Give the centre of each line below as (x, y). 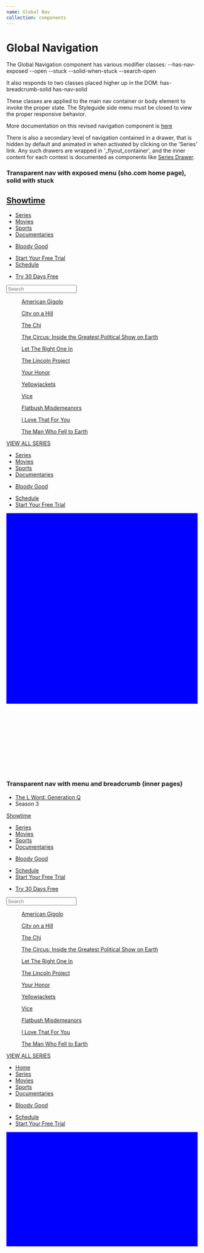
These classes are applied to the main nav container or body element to (96, 101)
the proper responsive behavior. (46, 114)
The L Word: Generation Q (48, 797)
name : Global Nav (28, 12)
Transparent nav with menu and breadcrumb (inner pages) (95, 784)
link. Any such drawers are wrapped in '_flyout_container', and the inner (96, 151)
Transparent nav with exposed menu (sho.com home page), (96, 173)
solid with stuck (30, 180)
